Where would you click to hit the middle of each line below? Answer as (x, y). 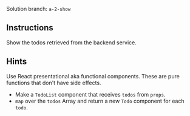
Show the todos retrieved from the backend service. (71, 43)
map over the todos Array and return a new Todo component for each (100, 101)
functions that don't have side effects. (54, 83)
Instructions (30, 28)
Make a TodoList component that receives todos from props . (90, 94)
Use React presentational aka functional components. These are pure (93, 76)
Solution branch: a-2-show (39, 9)
